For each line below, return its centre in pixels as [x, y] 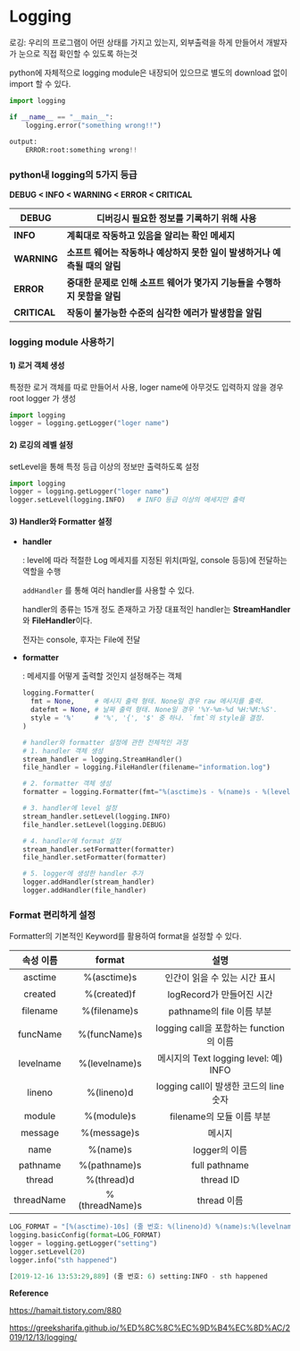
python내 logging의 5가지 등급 [73, 175]
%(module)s [110, 1116]
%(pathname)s [110, 1166]
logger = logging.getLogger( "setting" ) [83, 1243]
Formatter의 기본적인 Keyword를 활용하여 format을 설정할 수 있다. [125, 936]
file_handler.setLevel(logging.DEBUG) [94, 825]
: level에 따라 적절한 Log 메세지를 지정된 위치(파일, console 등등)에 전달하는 [154, 560]
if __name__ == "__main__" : [62, 117]
